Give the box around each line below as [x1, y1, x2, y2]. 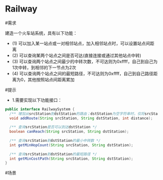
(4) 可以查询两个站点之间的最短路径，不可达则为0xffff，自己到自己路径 [12, 70, 154, 76]
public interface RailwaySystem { [5, 107, 75, 111]
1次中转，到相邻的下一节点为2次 [12, 64, 77, 70]
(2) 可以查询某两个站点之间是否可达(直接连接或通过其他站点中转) [12, 52, 142, 58]
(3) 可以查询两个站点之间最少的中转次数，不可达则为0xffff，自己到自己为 [12, 58, 158, 64]
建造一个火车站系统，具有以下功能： [5, 30, 78, 36]
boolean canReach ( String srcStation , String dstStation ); [9, 129, 130, 134]
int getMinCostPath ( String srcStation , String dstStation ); [9, 156, 133, 161]
